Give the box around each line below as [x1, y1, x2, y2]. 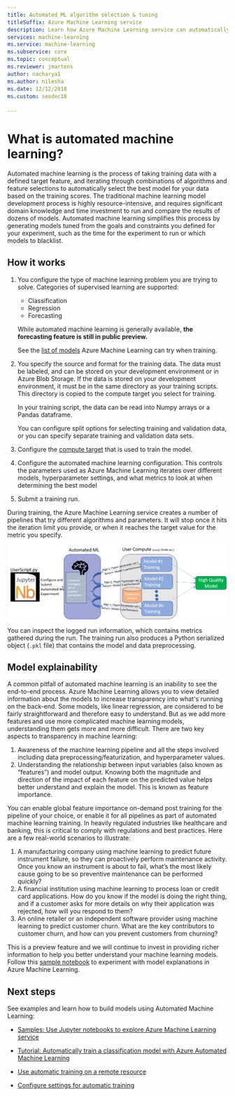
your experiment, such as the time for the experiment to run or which [7, 229, 206, 238]
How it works [7, 257, 66, 269]
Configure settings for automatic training [17, 1081, 135, 1090]
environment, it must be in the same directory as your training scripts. [17, 382, 218, 390]
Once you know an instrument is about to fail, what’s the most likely [17, 862, 212, 871]
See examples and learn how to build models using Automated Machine [7, 1004, 214, 1013]
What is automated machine [7, 131, 174, 147]
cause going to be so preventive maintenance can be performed [17, 870, 203, 878]
